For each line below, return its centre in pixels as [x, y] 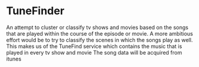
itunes [14, 59]
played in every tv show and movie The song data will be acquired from [94, 52]
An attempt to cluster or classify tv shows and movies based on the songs [97, 27]
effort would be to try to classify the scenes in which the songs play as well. [99, 40]
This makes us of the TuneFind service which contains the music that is [94, 46]
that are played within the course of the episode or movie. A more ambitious [99, 33]
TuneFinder [35, 11]
